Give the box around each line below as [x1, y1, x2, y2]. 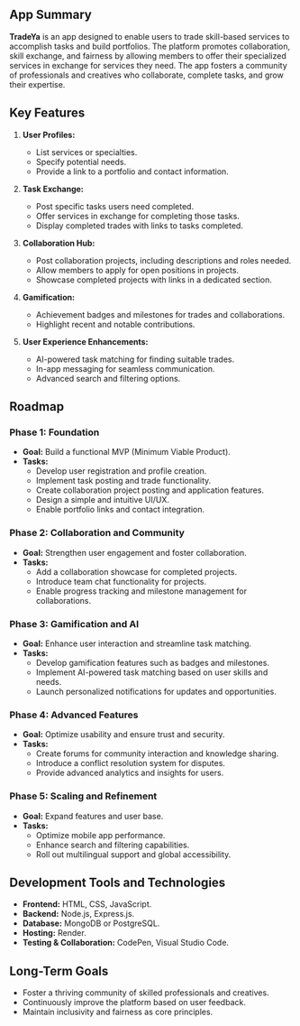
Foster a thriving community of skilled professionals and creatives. [22, 987, 269, 998]
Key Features [9, 106, 86, 121]
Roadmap [9, 399, 65, 414]
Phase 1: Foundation [9, 426, 100, 439]
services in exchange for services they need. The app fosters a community [9, 60, 288, 70]
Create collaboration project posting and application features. [35, 485, 264, 495]
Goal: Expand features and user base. [22, 810, 164, 821]
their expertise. [9, 79, 66, 89]
